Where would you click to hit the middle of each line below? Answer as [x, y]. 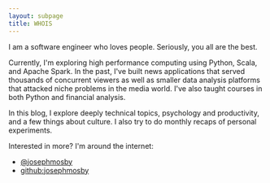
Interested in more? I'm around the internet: [81, 146]
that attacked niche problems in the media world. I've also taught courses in [135, 88]
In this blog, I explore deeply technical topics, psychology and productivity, [134, 113]
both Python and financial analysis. [67, 97]
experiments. [30, 130]
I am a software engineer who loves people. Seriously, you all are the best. [133, 46]
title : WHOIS [30, 24]
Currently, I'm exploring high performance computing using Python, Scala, [133, 63]
